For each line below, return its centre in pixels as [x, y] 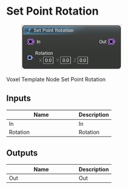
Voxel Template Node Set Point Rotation [56, 79]
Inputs [19, 98]
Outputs [22, 153]
